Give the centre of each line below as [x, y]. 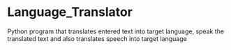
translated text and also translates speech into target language [97, 38]
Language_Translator [70, 12]
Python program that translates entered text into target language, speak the [116, 31]
